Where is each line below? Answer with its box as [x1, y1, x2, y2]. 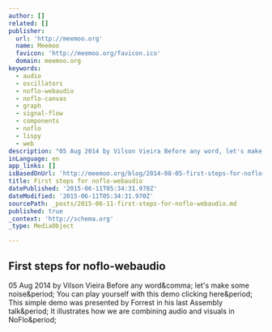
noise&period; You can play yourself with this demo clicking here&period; [8, 288, 253, 299]
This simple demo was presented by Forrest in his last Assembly [8, 297, 223, 307]
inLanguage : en [8, 154, 60, 162]
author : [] [8, 11, 45, 20]
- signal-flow [15, 110, 63, 118]
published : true [8, 207, 63, 215]
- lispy [15, 132, 42, 140]
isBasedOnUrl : [8, 170, 57, 178]
